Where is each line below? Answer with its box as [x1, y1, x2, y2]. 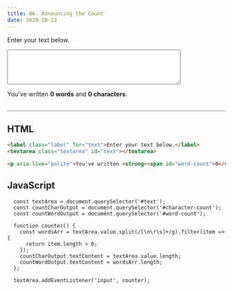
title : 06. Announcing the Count [7, 10, 104, 17]
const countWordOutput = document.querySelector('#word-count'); [13, 210, 207, 217]
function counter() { [13, 222, 76, 229]
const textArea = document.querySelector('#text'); [13, 198, 166, 205]
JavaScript [7, 179, 55, 191]
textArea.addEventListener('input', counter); [13, 276, 150, 284]
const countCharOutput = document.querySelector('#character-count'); [13, 204, 222, 211]
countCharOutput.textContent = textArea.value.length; [19, 252, 182, 260]
